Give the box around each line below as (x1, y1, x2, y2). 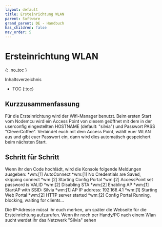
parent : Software (5, 16, 40, 21)
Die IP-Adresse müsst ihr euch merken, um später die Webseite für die (5, 206, 147, 212)
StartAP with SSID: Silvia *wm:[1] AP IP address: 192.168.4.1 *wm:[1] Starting (5, 186, 158, 193)
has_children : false (5, 25, 47, 30)
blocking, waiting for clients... (5, 197, 64, 203)
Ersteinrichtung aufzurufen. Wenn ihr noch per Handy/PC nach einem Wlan (5, 212, 156, 218)
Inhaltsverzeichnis (5, 76, 42, 82)
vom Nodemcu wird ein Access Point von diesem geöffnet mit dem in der (5, 118, 152, 124)
